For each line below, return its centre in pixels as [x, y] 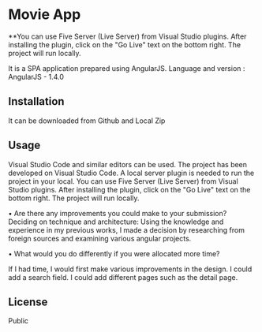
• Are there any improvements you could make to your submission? [118, 213]
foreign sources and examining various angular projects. [100, 238]
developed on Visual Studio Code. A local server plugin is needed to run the [131, 173]
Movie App [45, 15]
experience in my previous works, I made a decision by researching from [126, 229]
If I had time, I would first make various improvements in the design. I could [130, 269]
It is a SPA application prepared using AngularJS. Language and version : [127, 68]
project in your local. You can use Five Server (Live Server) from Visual [123, 181]
